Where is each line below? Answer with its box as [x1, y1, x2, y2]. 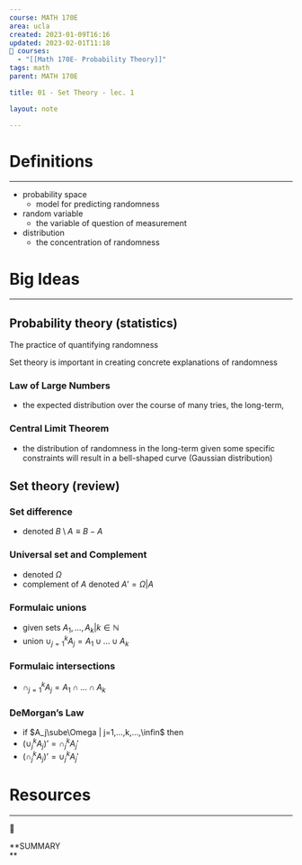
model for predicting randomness [35, 199, 160, 210]
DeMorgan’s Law [9, 706, 84, 719]
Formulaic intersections [9, 660, 116, 672]
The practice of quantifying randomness [9, 340, 159, 351]
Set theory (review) [9, 478, 120, 494]
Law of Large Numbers [9, 379, 111, 392]
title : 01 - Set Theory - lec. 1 [9, 87, 135, 97]
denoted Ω [22, 569, 63, 579]
